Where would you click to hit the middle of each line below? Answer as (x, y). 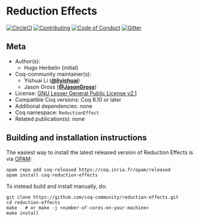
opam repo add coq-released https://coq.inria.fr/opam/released (88, 170)
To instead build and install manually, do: (57, 186)
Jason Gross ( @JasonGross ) (60, 87)
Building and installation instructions (77, 138)
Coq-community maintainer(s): (53, 74)
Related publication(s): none (50, 119)
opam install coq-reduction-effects (52, 175)
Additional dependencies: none (54, 106)
